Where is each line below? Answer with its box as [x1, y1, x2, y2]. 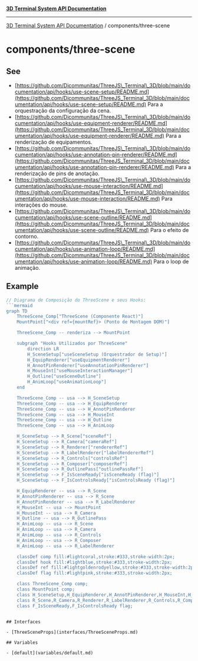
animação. [14, 265, 40, 271]
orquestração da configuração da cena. [14, 107, 111, 114]
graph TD [6, 308, 28, 314]
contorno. [14, 233, 39, 240]
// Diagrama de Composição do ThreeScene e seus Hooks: [6, 297, 146, 303]
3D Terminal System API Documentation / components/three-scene [6, 22, 170, 29]
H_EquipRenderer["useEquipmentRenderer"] [27, 357, 131, 363]
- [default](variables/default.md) [6, 650, 94, 656]
